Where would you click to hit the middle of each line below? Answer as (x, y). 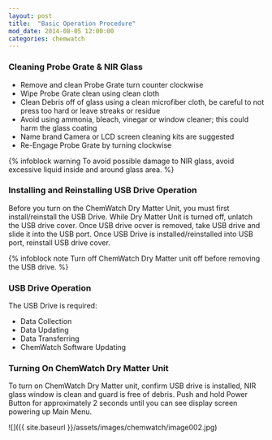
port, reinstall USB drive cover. (60, 242)
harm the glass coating (58, 127)
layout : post (30, 16)
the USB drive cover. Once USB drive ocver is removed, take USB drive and (134, 225)
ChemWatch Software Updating (73, 347)
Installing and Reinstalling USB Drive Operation (103, 190)
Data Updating (44, 330)
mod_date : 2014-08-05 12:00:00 (61, 31)
